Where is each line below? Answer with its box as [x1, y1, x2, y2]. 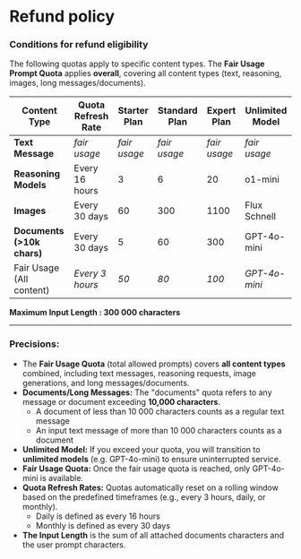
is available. [39, 472, 83, 483]
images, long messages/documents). [9, 78, 146, 89]
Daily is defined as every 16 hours [35, 511, 161, 521]
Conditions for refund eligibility [9, 39, 149, 51]
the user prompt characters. [21, 539, 126, 550]
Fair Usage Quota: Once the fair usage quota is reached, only [21, 463, 251, 474]
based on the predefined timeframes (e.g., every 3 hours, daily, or [21, 491, 266, 503]
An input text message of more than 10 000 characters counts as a [35, 425, 282, 435]
